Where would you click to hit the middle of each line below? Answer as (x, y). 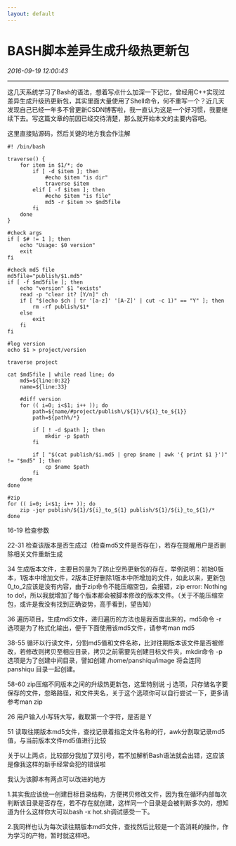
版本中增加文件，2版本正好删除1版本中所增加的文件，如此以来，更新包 (124, 577)
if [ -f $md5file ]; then (45, 282)
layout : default (31, 14)
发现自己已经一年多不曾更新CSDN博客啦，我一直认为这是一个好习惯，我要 (114, 109)
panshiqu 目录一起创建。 (43, 669)
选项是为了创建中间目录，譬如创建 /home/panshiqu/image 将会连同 (104, 660)
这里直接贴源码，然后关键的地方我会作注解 (69, 133)
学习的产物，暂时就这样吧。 (53, 835)
